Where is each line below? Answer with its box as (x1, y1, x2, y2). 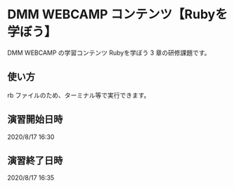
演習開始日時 (7, 114, 63, 126)
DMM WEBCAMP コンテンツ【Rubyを (7, 6, 228, 22)
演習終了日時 (7, 154, 63, 166)
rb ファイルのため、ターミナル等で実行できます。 (7, 90, 150, 99)
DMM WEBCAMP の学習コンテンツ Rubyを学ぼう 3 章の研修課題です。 (7, 48, 211, 57)
